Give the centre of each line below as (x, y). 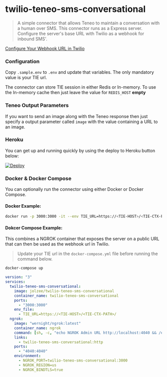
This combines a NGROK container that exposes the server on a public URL (82, 239)
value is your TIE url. (26, 78)
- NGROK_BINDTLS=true (41, 370)
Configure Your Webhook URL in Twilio (45, 48)
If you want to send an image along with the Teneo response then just (77, 116)
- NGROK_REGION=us (37, 365)
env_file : (24, 310)
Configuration (22, 61)
